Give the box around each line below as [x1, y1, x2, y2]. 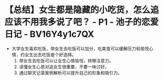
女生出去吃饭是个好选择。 [24, 51, 76, 57]
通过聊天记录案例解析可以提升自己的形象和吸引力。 [19, 70, 122, 76]
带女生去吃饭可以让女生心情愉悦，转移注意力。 [19, 58, 114, 64]
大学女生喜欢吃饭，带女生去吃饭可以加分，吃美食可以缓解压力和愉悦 [11, 46, 149, 51]
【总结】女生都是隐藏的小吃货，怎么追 [4, 4, 160, 16]
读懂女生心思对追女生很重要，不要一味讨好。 [19, 64, 110, 69]
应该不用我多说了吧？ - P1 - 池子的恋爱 [4, 16, 159, 28]
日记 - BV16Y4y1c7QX [4, 29, 94, 40]
